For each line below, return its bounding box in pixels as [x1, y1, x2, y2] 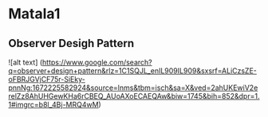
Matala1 [8, 5, 61, 23]
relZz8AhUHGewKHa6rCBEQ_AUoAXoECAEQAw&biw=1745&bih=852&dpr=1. [8, 92, 260, 100]
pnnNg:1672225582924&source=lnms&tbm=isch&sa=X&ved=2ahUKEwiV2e [8, 83, 258, 92]
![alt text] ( [8, 57, 43, 67]
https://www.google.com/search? [42, 57, 153, 67]
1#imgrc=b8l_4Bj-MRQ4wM [8, 100, 99, 109]
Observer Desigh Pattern [8, 37, 135, 50]
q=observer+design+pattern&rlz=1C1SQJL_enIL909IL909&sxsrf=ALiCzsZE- [8, 66, 258, 76]
